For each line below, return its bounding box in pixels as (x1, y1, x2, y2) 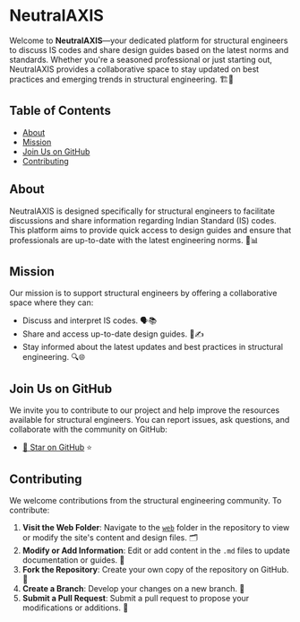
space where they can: (9, 297, 94, 308)
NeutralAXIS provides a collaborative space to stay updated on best (9, 64, 260, 74)
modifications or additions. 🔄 (21, 602, 129, 613)
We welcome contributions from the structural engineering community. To (9, 495, 282, 505)
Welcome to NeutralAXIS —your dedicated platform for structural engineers (9, 35, 288, 46)
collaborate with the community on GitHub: (9, 424, 168, 435)
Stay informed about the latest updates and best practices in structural (21, 342, 284, 353)
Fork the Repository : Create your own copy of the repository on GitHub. (21, 565, 289, 574)
